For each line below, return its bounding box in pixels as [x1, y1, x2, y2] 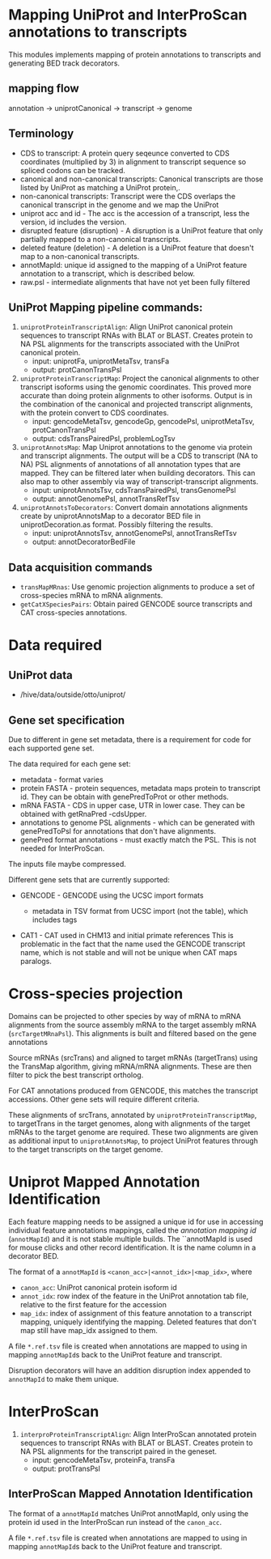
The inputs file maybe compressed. [8, 860, 127, 869]
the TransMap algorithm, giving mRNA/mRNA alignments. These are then [8, 1061, 252, 1071]
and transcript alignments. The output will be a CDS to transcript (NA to [19, 451, 259, 461]
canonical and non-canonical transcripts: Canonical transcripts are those [19, 174, 264, 184]
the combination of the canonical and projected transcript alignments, [19, 399, 253, 410]
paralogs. [19, 957, 53, 966]
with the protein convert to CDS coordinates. [19, 408, 169, 418]
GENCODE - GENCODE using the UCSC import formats [19, 890, 204, 900]
